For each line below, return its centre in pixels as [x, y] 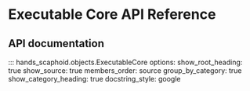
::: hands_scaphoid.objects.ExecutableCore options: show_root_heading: [125, 62]
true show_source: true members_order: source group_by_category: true [125, 71]
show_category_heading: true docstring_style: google [94, 79]
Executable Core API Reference [112, 15]
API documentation [56, 44]
